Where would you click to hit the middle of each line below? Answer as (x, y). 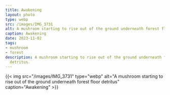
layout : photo (20, 15)
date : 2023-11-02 (24, 39)
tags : (11, 43)
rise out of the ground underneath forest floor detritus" (62, 82)
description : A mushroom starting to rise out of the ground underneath (83, 57)
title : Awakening (24, 10)
